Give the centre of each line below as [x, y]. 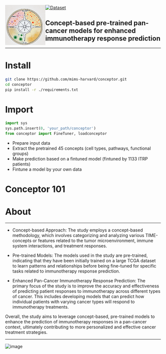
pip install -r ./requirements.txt [42, 90]
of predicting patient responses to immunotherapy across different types [86, 291]
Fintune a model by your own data [47, 169]
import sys [16, 123]
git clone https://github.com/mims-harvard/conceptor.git [66, 79]
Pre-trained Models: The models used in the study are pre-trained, [80, 256]
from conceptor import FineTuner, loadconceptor [56, 134]
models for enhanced [102, 31]
